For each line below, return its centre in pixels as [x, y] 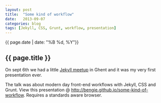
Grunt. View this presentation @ [38, 90]
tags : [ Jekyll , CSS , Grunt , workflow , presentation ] [61, 28]
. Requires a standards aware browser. [63, 95]
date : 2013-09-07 [25, 19]
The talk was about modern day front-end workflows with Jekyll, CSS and [80, 84]
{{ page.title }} [28, 58]
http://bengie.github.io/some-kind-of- [110, 90]
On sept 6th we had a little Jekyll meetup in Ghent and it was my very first [80, 69]
